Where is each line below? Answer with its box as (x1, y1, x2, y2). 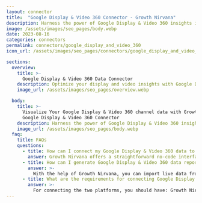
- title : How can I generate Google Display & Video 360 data (22, 159, 182, 166)
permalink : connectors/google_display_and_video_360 (6, 43, 141, 49)
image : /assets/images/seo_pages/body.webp (6, 25, 117, 32)
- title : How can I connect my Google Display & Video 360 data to (22, 148, 195, 154)
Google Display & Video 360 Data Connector (22, 76, 133, 82)
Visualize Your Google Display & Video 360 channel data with (22, 109, 182, 115)
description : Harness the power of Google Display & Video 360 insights (6, 20, 192, 26)
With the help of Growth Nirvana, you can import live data (32, 170, 187, 176)
